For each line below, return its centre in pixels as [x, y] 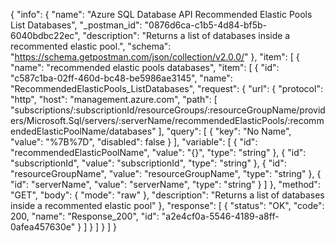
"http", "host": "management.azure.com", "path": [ [114, 99]
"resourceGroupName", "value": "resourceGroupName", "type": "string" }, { [166, 173]
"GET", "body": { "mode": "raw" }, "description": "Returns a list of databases [167, 195]
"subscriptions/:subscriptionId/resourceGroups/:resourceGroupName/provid [168, 110]
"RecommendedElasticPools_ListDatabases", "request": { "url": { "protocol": [166, 88]
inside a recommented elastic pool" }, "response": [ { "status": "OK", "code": [167, 205]
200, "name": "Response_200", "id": [85, 216]
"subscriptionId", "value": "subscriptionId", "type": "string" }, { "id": [148, 163]
